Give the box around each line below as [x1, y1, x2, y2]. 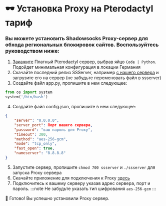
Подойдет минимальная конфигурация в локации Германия [12, 64, 141, 70]
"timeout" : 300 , [14, 132, 48, 137]
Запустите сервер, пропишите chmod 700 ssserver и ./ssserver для [12, 164, 155, 170]
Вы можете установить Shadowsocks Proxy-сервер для [5, 35, 148, 42]
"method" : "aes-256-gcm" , [14, 136, 68, 142]
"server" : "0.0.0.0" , [14, 118, 59, 123]
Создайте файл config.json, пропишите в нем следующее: [12, 104, 136, 110]
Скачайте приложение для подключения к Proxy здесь [12, 175, 130, 181]
